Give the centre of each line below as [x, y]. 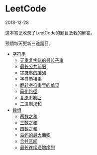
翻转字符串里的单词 [40, 85]
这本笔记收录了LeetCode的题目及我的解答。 [50, 32]
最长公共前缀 [33, 66]
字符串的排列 [33, 72]
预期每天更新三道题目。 [29, 43]
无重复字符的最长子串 [42, 60]
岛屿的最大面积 [35, 135]
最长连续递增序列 [37, 147]
